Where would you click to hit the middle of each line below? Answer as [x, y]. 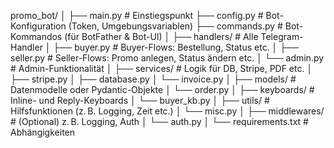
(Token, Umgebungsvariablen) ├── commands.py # [175, 26]
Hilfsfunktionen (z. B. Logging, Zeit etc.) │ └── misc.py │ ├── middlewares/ [167, 111]
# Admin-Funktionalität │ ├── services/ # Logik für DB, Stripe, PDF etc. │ [161, 68]
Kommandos [36, 36]
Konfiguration [38, 26]
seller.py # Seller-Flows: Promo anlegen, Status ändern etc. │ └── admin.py [167, 58]
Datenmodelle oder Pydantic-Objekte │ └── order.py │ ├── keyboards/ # [162, 89]
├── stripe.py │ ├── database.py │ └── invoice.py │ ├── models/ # [153, 79]
